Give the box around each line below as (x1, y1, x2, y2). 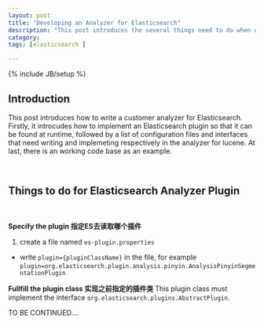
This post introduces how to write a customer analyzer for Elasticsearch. (8, 112, 243, 122)
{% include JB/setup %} (8, 69, 86, 79)
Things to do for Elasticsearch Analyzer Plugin (8, 184, 240, 197)
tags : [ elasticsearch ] (8, 41, 86, 49)
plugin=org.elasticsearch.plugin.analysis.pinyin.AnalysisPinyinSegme (19, 262, 256, 270)
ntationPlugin (19, 269, 66, 277)
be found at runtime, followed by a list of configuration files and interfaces (8, 129, 248, 138)
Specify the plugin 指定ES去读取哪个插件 (8, 221, 141, 230)
